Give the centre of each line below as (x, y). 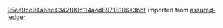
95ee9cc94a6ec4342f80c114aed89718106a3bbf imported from (98, 10)
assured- (203, 10)
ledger (17, 17)
